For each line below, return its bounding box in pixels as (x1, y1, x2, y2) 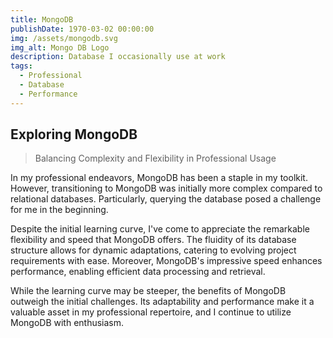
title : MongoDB (10, 14, 74, 25)
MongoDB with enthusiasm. (10, 317, 125, 329)
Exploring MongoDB (10, 126, 138, 143)
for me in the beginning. (10, 204, 109, 216)
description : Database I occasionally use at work (10, 52, 226, 62)
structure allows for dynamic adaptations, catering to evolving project (10, 244, 297, 256)
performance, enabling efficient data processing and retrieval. (10, 266, 266, 278)
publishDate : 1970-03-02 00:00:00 (10, 24, 155, 34)
